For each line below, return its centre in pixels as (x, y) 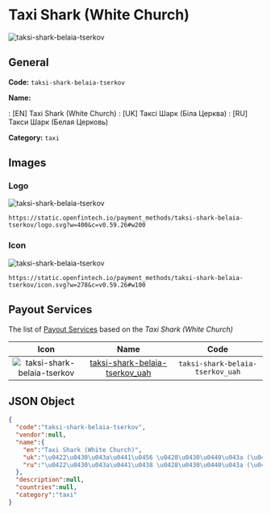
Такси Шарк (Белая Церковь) (58, 122)
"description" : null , (50, 480)
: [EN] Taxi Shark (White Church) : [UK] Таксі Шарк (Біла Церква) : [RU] (128, 113)
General (29, 63)
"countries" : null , (47, 487)
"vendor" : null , (41, 435)
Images (27, 163)
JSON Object (42, 401)
